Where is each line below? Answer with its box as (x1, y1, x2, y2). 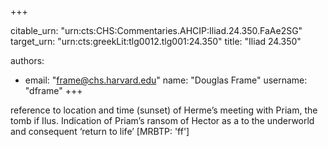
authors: (10, 55, 45, 66)
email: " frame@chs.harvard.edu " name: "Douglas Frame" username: (24, 74, 308, 86)
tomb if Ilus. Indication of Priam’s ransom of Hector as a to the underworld (10, 115, 315, 126)
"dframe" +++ (24, 85, 83, 96)
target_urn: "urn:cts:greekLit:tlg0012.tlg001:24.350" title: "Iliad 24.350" (10, 36, 302, 47)
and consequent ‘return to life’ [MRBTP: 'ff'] (10, 126, 190, 137)
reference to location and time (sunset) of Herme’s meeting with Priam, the (10, 104, 318, 116)
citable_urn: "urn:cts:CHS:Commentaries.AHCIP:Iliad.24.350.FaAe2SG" (10, 25, 303, 36)
